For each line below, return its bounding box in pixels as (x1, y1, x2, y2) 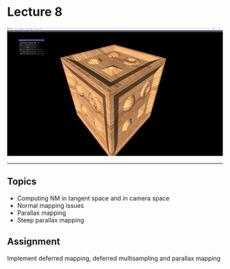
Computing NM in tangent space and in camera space (16, 194, 170, 202)
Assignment (7, 236, 60, 248)
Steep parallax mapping (16, 215, 84, 224)
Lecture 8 (7, 4, 63, 20)
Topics (7, 176, 37, 187)
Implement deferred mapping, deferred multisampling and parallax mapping (7, 254, 221, 262)
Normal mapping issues (16, 201, 84, 209)
